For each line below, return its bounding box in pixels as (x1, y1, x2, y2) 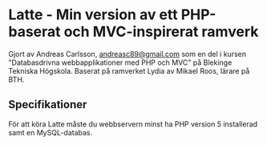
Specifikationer (8, 98, 87, 111)
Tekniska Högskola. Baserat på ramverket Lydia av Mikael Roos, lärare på (8, 66, 250, 75)
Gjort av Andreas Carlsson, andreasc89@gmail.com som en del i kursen (8, 49, 247, 58)
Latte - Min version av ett (8, 6, 178, 24)
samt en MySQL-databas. (8, 127, 93, 137)
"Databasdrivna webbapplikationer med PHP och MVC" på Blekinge (8, 58, 233, 67)
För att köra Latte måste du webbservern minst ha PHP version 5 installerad (8, 119, 258, 129)
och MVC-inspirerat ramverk (63, 22, 259, 41)
